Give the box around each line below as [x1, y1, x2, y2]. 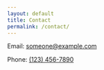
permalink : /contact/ [7, 23, 70, 30]
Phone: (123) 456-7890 [7, 55, 74, 64]
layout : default [7, 10, 54, 17]
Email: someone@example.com [7, 42, 97, 51]
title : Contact [7, 17, 51, 24]
